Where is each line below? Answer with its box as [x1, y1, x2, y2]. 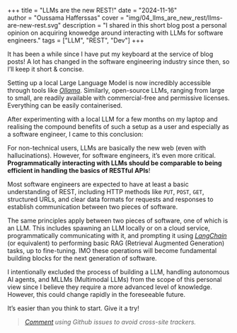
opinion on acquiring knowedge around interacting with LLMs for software [7, 28, 224, 37]
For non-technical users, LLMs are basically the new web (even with [7, 144, 207, 152]
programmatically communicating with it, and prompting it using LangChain [7, 232, 228, 239]
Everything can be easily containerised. [7, 101, 122, 109]
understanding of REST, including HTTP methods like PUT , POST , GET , [7, 188, 204, 196]
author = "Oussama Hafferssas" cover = [7, 13, 125, 22]
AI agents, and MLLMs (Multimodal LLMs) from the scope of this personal [7, 276, 222, 283]
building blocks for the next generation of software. [7, 254, 157, 262]
